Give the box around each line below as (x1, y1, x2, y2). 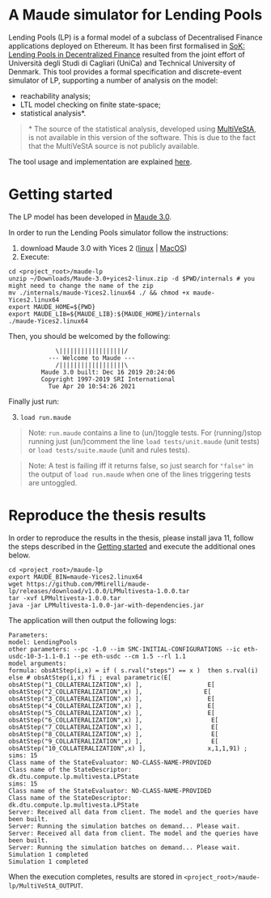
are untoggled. (28, 477, 78, 487)
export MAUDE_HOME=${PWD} (8, 303, 95, 311)
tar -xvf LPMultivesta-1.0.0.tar (8, 594, 121, 602)
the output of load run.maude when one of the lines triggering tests (28, 469, 252, 479)
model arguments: (8, 659, 67, 667)
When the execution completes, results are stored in (8, 871, 183, 881)
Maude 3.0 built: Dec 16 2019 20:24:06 (40, 368, 176, 376)
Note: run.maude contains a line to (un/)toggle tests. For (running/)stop (28, 427, 262, 438)
